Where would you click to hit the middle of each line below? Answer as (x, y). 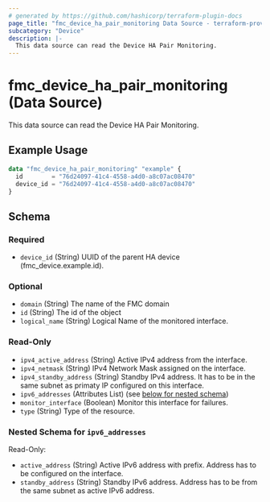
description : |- (35, 38)
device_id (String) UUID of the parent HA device (100, 257)
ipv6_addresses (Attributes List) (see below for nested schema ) (124, 394)
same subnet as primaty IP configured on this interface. (112, 385)
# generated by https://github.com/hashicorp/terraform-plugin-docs (125, 16)
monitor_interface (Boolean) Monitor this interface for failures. (124, 402)
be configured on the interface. (72, 473)
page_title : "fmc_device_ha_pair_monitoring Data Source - (109, 23)
